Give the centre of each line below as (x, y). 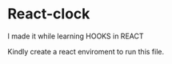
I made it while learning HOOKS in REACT (76, 36)
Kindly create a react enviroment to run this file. (86, 51)
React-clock (49, 14)
